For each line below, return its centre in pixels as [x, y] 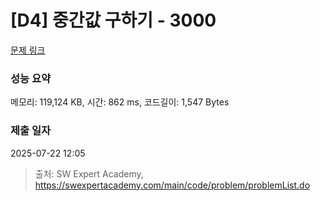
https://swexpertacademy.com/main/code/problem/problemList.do [172, 185]
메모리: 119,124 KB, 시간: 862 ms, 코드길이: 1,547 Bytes [120, 102]
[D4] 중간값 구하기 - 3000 [113, 20]
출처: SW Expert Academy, [89, 173]
